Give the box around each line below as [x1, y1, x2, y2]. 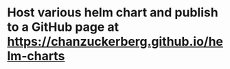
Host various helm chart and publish [7, 5, 218, 20]
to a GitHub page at [7, 19, 119, 35]
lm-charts [7, 49, 65, 64]
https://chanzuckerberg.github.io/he [7, 34, 224, 49]
